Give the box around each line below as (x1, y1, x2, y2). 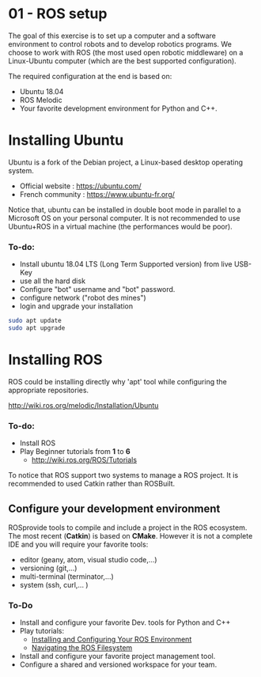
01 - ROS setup (8, 5, 108, 23)
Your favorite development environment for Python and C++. (19, 104, 217, 113)
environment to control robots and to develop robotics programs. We (8, 39, 232, 48)
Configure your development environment (8, 501, 221, 515)
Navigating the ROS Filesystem (31, 643, 133, 652)
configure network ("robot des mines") (19, 293, 146, 303)
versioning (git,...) (19, 563, 78, 573)
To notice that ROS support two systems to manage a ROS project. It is (8, 471, 239, 480)
